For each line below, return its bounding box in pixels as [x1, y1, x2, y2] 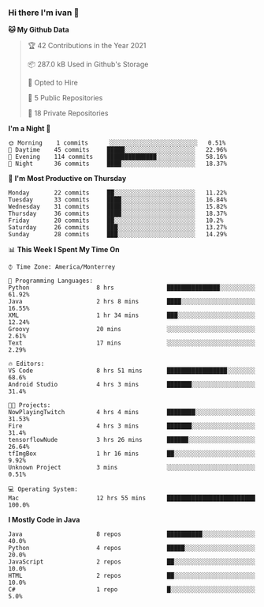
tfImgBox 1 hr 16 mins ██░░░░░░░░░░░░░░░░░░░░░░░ [8, 450, 256, 458]
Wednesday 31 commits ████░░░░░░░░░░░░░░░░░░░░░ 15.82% [8, 203, 227, 211]
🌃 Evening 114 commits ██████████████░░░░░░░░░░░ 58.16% [8, 153, 227, 161]
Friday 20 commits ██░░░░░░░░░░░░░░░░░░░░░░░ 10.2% [8, 217, 224, 224]
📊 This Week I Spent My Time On [8, 245, 120, 254]
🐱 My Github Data [8, 25, 69, 35]
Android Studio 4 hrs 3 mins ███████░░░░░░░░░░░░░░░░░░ [8, 381, 256, 389]
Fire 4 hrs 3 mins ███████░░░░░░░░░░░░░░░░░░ [8, 422, 256, 430]
